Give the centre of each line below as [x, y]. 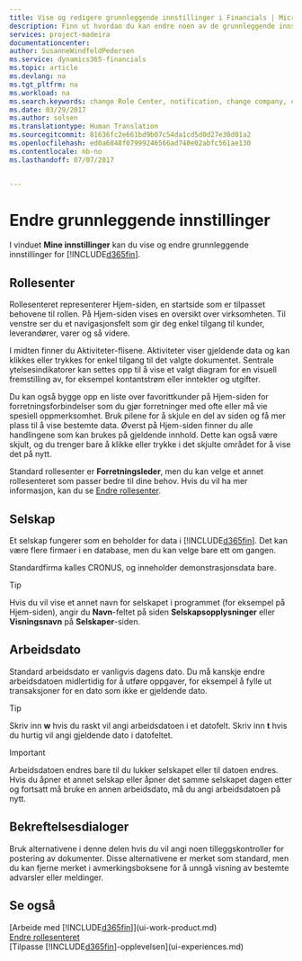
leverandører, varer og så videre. [70, 333]
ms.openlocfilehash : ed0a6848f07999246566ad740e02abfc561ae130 [130, 143]
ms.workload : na [40, 93]
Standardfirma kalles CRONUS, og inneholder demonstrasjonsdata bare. [143, 568]
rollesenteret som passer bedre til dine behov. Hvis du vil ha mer [129, 481]
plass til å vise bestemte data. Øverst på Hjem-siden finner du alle [131, 426]
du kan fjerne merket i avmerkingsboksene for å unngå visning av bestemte [149, 867]
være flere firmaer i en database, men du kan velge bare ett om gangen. [143, 551]
